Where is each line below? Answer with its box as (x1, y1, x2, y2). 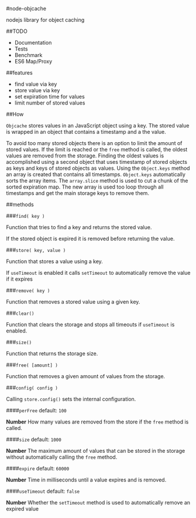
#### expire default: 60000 (6, 465, 70, 472)
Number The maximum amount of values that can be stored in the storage (6, 448, 185, 454)
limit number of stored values (14, 99, 85, 106)
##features (6, 69, 33, 76)
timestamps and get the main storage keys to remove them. (6, 190, 149, 196)
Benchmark (14, 52, 43, 58)
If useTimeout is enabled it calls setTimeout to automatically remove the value (6, 270, 191, 276)
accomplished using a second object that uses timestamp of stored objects (6, 159, 187, 165)
